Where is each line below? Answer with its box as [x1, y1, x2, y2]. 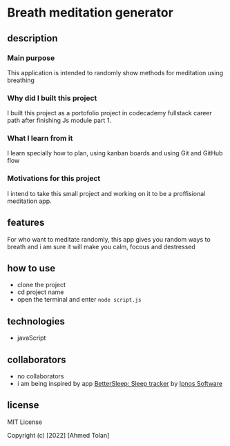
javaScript [17, 333, 46, 342]
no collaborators [17, 372, 64, 380]
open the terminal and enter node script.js [17, 295, 142, 304]
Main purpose [7, 53, 55, 63]
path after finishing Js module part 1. [7, 116, 112, 125]
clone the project [17, 281, 66, 289]
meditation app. [7, 197, 52, 205]
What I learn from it [7, 133, 73, 143]
